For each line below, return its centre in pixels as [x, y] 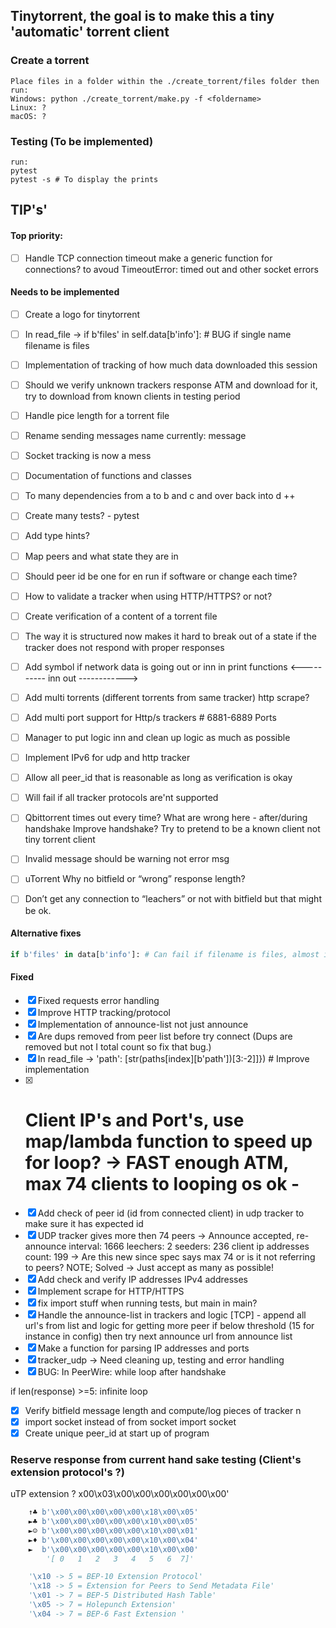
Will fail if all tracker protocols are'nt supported [121, 798]
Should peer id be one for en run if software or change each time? [161, 576]
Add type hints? [57, 536]
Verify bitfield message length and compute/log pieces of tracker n [163, 1410]
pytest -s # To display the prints [84, 179]
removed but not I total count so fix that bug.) [118, 1046]
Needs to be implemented [65, 292]
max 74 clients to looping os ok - [162, 1184]
